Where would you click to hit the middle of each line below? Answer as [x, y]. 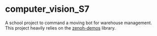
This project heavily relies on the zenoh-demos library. [60, 28]
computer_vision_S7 [47, 9]
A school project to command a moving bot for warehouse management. [79, 23]
